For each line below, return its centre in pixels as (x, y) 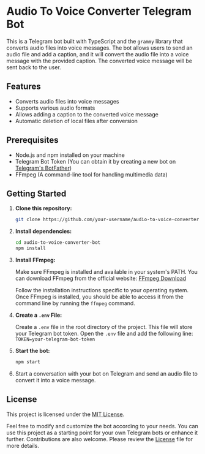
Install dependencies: (43, 232)
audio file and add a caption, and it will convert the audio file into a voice (98, 54)
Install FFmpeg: (35, 260)
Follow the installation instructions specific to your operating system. (102, 290)
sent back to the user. (34, 67)
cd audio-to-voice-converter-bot (58, 243)
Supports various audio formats (55, 108)
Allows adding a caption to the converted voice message (87, 114)
